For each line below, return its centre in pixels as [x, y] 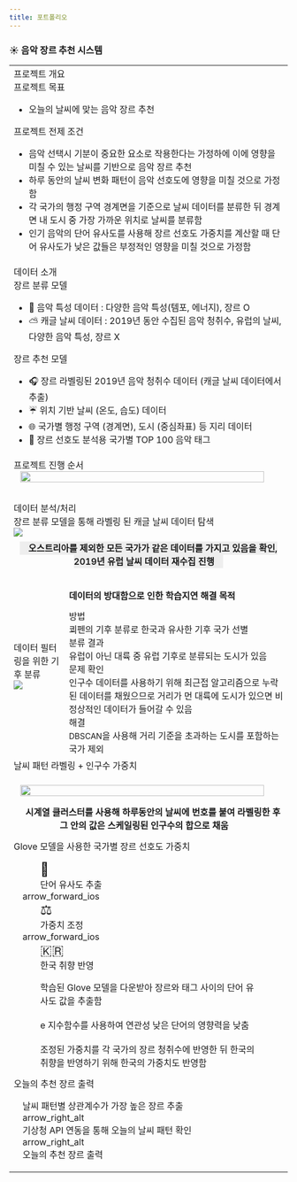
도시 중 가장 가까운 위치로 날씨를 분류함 [126, 220]
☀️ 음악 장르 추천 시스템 [56, 50]
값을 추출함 [80, 1000]
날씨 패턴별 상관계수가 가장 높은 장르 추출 [103, 1106]
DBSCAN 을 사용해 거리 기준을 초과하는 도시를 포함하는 [174, 736]
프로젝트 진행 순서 [49, 465]
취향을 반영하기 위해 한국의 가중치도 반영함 [124, 1062]
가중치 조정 [62, 924]
